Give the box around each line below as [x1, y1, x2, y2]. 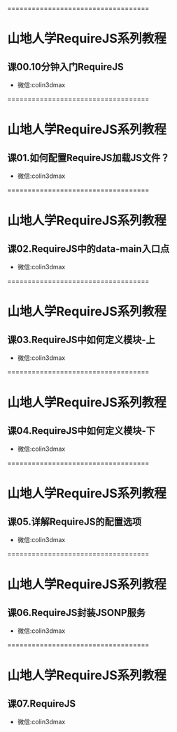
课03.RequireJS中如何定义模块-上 [7, 333, 155, 345]
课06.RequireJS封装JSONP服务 [7, 606, 146, 619]
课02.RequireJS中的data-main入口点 [7, 243, 170, 255]
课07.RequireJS [7, 698, 76, 709]
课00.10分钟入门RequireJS [7, 60, 124, 72]
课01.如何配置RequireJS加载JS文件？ [7, 152, 170, 164]
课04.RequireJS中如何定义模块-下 [7, 425, 156, 437]
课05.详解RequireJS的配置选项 [7, 515, 142, 527]
